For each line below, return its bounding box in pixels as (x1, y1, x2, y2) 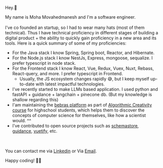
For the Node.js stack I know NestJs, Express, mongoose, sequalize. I (12, 55, 153, 61)
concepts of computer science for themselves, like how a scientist (12, 112, 146, 118)
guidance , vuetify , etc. (12, 128, 58, 134)
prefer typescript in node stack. (12, 60, 76, 66)
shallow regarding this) (12, 97, 59, 103)
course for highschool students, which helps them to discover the (12, 107, 145, 113)
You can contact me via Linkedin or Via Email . (5, 148, 97, 154)
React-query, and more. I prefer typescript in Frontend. (12, 71, 123, 76)
